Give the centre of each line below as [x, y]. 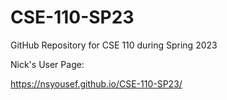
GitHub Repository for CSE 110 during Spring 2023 [114, 45]
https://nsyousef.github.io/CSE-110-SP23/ [96, 83]
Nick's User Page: [47, 64]
